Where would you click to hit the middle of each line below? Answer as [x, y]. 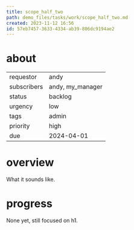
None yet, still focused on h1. [42, 220]
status [18, 97]
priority [20, 126]
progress [29, 204]
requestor [23, 77]
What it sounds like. [31, 179]
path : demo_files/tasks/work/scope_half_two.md [67, 18]
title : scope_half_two [35, 12]
